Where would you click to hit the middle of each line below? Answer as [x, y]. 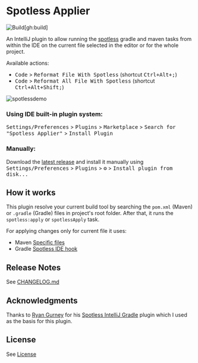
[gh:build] [36, 27]
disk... [17, 174]
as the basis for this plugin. [39, 321]
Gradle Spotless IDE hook [46, 249]
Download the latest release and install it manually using [75, 162]
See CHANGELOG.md [33, 282]
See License [21, 354]
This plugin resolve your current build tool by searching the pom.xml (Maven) [100, 207]
